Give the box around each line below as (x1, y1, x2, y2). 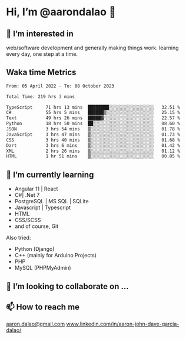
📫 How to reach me (6, 302, 80, 312)
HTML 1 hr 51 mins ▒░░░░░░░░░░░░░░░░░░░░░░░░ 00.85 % (6, 153, 181, 159)
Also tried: (6, 234, 31, 241)
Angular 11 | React (14, 185, 58, 193)
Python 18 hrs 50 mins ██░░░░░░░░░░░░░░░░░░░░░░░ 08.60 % (6, 120, 181, 127)
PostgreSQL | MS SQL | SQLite (14, 198, 89, 205)
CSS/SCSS (14, 217, 41, 224)
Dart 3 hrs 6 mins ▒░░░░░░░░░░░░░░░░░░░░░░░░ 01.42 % (6, 142, 181, 149)
